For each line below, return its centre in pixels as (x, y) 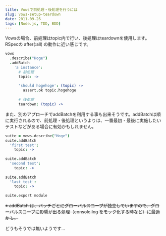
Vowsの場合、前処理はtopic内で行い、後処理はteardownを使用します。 (77, 38)
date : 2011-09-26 (23, 19)
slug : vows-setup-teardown (33, 14)
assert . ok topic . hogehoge (50, 90)
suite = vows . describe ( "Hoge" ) (37, 136)
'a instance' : (28, 67)
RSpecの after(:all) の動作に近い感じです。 (48, 44)
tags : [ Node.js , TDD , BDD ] (33, 23)
